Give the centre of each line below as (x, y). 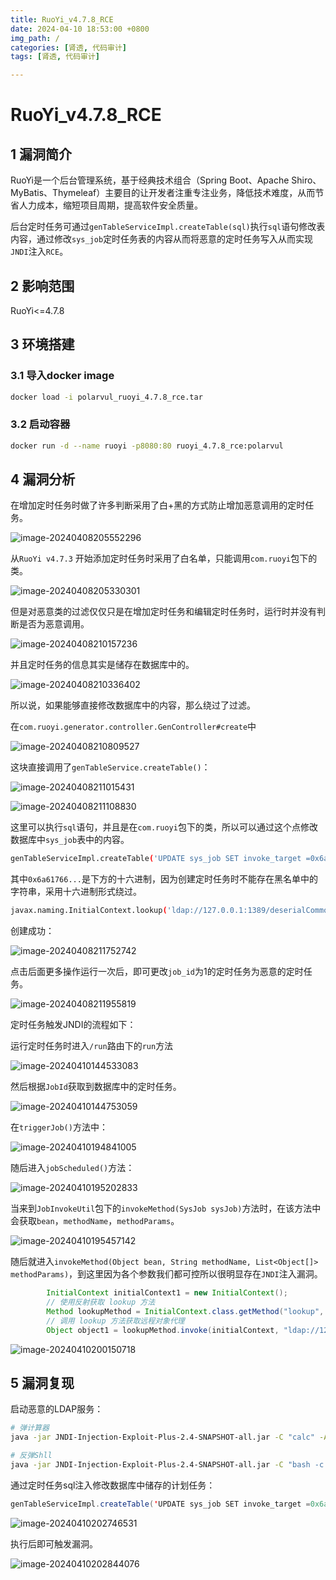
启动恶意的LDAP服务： (57, 1409)
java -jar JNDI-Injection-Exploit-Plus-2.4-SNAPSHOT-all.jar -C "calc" (162, 1437)
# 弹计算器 (30, 1428)
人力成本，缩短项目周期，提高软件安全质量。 (110, 205)
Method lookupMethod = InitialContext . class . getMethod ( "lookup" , (185, 1311)
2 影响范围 (42, 286)
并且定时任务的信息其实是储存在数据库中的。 (102, 665)
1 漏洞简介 (41, 154)
